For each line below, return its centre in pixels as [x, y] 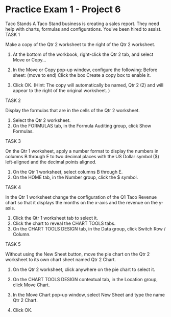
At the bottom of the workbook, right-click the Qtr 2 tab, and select [83, 54]
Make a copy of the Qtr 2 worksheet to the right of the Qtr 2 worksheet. [80, 44]
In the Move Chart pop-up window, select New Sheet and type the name [89, 294]
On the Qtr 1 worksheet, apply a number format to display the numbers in [82, 151]
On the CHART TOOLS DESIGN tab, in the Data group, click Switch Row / [89, 228]
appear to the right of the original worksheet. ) [61, 90]
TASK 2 [13, 100]
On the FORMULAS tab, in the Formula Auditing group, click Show [82, 125]
